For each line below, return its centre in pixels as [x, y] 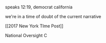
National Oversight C [26, 35]
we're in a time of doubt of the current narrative [53, 16]
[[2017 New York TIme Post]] [34, 26]
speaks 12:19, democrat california [39, 7]
